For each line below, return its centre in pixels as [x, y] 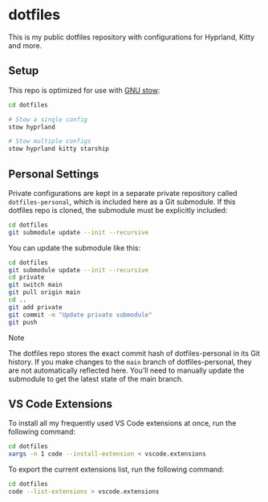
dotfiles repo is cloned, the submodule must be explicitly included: [118, 210]
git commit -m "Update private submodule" [80, 315]
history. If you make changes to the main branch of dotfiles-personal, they [130, 361]
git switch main [35, 285]
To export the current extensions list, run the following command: [116, 469]
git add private [35, 307]
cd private [26, 278]
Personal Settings [54, 174]
